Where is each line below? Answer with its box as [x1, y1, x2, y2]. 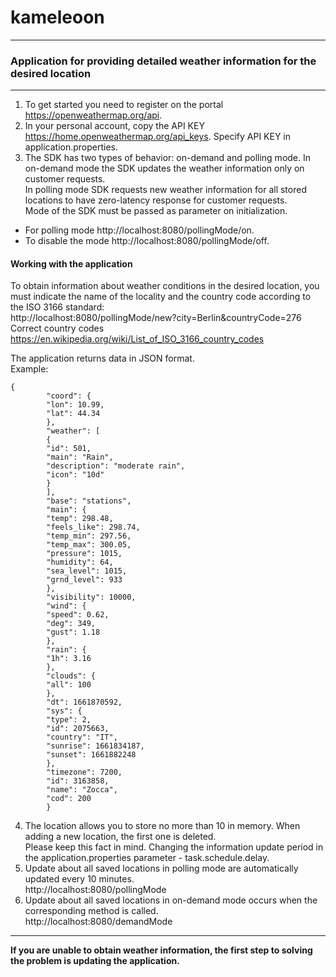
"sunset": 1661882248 [46, 750, 137, 760]
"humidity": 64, [46, 557, 114, 568]
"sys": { [46, 706, 83, 716]
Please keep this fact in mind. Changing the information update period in [24, 841, 324, 853]
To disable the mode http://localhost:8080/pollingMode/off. [24, 235, 270, 247]
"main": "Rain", [46, 452, 114, 463]
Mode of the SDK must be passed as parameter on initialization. [24, 205, 288, 217]
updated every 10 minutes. [24, 873, 135, 885]
